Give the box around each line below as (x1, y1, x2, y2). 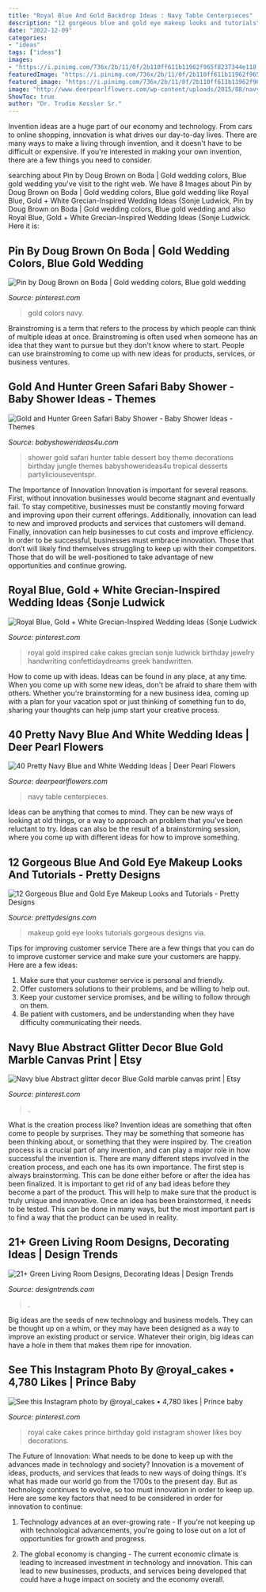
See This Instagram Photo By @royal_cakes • (8, 1363, 235, 1377)
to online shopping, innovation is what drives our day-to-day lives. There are (8, 130, 257, 139)
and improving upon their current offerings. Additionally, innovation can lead (8, 510, 257, 520)
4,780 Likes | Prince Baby (8, 1376, 137, 1389)
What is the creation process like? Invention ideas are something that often (8, 1120, 252, 1129)
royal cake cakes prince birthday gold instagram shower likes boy (27, 1427, 242, 1437)
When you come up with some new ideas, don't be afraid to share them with (8, 680, 257, 689)
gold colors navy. (27, 308, 85, 318)
